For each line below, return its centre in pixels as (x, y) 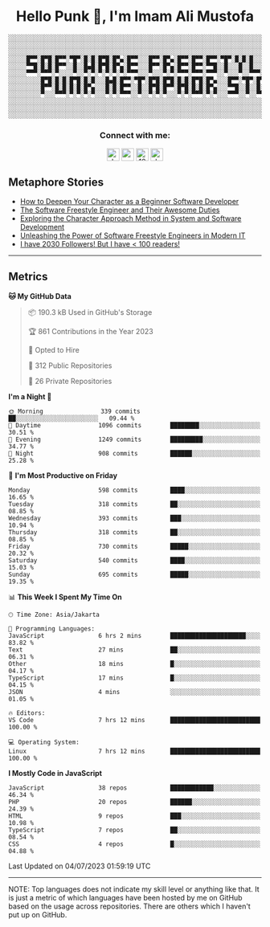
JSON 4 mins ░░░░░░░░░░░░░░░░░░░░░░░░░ (135, 692)
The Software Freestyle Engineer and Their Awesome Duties (120, 210)
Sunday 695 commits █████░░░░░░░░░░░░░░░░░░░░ (135, 574)
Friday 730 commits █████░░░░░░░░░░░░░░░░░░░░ (135, 546)
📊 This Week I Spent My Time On (65, 597)
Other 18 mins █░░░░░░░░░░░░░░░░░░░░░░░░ (135, 664)
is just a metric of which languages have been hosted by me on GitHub (125, 897)
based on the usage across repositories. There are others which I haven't (129, 906)
